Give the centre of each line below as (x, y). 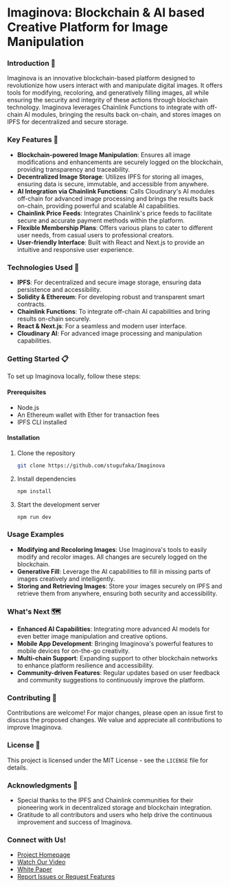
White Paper (35, 869)
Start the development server (59, 504)
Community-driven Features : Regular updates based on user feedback (118, 673)
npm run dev (34, 517)
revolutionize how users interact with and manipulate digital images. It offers (115, 85)
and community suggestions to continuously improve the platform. (111, 680)
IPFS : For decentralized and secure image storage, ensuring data (109, 282)
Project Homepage (44, 855)
